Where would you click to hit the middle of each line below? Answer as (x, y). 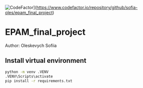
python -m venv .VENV (27, 72)
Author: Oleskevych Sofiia (31, 45)
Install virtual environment (46, 61)
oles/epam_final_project (29, 13)
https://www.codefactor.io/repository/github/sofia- (87, 7)
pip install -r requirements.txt (39, 81)
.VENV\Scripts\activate (29, 76)
